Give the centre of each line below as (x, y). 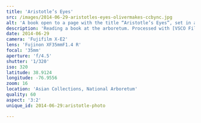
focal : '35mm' (24, 51)
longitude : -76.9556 (32, 78)
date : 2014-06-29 (28, 34)
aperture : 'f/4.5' (29, 56)
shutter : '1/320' (28, 61)
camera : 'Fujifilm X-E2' (37, 39)
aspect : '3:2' (24, 100)
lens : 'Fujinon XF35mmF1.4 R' (44, 45)
